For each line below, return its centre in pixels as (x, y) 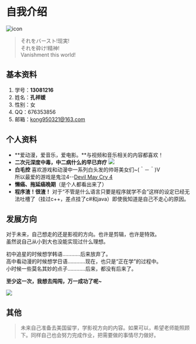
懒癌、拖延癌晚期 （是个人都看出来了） (61, 184)
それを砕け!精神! (40, 48)
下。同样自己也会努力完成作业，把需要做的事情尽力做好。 (90, 335)
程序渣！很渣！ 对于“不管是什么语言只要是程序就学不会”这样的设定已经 (100, 191)
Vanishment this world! (48, 55)
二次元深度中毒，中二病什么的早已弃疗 (61, 162)
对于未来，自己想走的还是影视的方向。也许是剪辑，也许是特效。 (83, 234)
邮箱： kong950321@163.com (50, 119)
